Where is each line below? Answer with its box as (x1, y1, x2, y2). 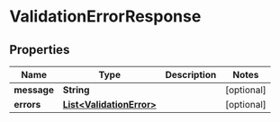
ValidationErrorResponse (9, 6, 202, 27)
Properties (9, 42, 70, 57)
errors (14, 99, 41, 110)
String (62, 83, 90, 96)
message (14, 83, 54, 96)
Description (165, 69, 217, 81)
